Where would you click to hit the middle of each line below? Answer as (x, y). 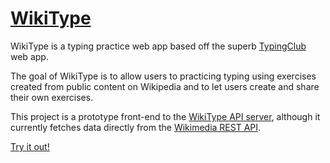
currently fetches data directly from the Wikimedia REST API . (136, 127)
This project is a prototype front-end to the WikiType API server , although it (165, 116)
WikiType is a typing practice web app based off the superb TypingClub (158, 46)
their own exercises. (52, 97)
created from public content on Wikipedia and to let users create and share (165, 86)
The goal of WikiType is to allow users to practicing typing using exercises (163, 76)
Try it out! (30, 146)
